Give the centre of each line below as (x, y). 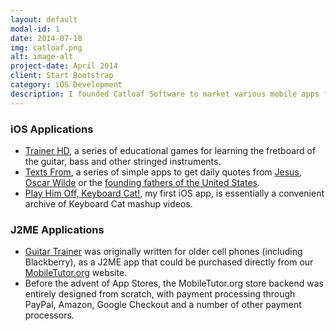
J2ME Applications (57, 229)
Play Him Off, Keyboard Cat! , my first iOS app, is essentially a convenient (174, 193)
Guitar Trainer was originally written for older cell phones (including (163, 252)
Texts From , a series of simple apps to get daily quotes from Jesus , (163, 172)
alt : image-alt (42, 57)
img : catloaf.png (46, 47)
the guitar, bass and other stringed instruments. (123, 161)
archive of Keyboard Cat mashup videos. (108, 203)
